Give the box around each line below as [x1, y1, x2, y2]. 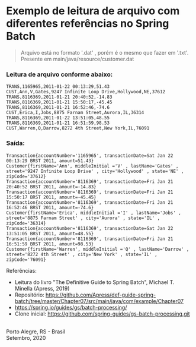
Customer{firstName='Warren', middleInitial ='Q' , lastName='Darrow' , [6, 246, 189, 252]
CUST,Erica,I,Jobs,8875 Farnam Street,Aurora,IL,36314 [6, 110, 144, 116]
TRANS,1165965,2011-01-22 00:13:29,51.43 [6, 84, 110, 90]
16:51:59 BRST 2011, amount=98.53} [6, 241, 94, 247]
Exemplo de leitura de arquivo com [6, 4, 180, 18]
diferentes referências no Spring [6, 17, 169, 30]
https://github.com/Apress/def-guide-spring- [45, 291, 156, 298]
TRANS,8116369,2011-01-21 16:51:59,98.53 [6, 120, 110, 126]
